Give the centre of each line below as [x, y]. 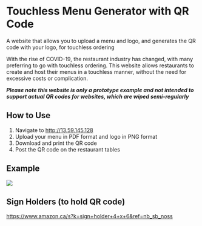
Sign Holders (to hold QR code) [66, 201]
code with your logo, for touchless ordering [60, 47]
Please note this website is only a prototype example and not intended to [100, 90]
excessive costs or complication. [47, 78]
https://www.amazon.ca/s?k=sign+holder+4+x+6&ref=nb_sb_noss [89, 216]
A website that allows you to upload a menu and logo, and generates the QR [101, 41]
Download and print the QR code [56, 143]
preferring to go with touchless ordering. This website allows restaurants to [100, 65]
